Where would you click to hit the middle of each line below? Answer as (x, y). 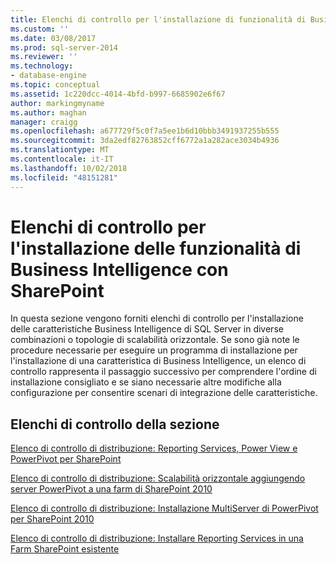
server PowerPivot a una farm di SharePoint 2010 (111, 489)
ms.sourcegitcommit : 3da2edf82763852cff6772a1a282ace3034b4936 (145, 141)
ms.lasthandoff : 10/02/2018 (69, 168)
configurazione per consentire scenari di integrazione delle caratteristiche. (164, 393)
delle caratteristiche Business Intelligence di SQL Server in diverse (147, 329)
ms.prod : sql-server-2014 (64, 47)
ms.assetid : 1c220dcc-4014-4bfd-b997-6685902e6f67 (118, 94)
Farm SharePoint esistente (65, 549)
